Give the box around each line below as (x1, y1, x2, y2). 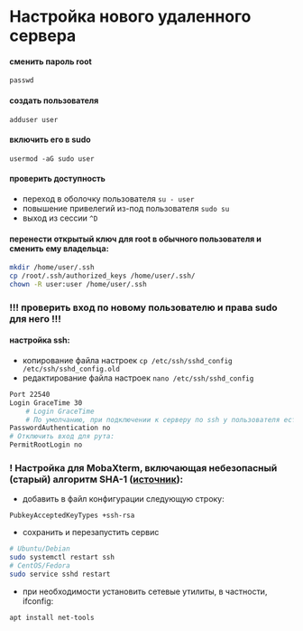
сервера (9, 25, 77, 46)
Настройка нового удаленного (9, 6, 252, 27)
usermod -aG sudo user (9, 154, 95, 164)
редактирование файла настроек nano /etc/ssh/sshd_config (22, 372, 254, 383)
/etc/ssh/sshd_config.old (22, 364, 120, 373)
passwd (9, 76, 34, 85)
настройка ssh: (9, 334, 70, 345)
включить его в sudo (9, 134, 92, 146)
